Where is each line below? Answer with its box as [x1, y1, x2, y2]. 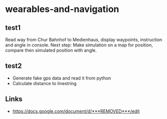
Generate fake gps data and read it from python [12, 75, 111, 81]
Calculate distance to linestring [12, 80, 77, 86]
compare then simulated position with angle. [5, 47, 97, 53]
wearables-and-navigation [5, 3, 119, 15]
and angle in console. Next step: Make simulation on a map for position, [5, 42, 153, 48]
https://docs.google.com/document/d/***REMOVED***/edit [12, 108, 140, 114]
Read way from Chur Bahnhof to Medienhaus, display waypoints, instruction [5, 36, 162, 42]
